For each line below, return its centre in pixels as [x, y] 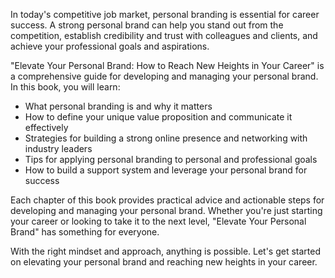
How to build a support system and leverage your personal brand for [166, 170]
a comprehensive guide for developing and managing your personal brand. [164, 76]
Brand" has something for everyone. [85, 232]
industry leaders [58, 148]
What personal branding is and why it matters [118, 106]
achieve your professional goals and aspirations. [110, 46]
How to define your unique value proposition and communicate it [158, 117]
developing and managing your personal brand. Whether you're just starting [166, 210]
